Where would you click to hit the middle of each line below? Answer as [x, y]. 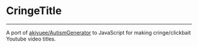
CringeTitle [34, 11]
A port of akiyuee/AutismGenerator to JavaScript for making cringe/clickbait [99, 32]
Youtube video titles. [31, 39]
